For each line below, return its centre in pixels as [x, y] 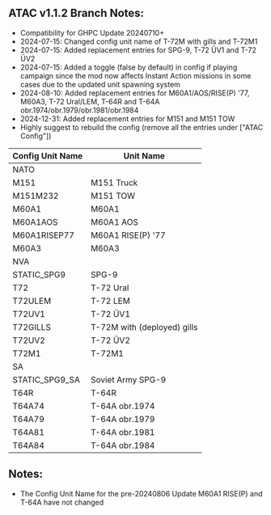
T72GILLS [32, 327]
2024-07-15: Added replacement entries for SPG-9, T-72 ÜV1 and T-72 [138, 50]
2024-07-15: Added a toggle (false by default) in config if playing [129, 67]
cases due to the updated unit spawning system [100, 84]
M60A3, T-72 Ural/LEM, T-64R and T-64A [90, 101]
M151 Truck [114, 183]
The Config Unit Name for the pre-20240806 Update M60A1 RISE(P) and [141, 493]
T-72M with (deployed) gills [144, 327]
